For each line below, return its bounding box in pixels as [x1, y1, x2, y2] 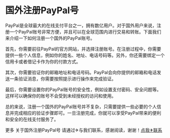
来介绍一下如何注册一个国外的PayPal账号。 [5, 35, 95, 41]
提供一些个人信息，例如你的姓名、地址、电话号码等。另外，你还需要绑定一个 [5, 52, 165, 58]
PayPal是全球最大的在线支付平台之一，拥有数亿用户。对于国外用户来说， [5, 22, 157, 28]
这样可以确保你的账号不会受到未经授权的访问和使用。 [5, 92, 116, 99]
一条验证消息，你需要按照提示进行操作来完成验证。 [9, 76, 116, 82]
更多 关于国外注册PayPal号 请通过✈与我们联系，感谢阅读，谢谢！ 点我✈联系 [5, 127, 163, 133]
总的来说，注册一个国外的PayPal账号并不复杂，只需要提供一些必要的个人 [5, 103, 157, 110]
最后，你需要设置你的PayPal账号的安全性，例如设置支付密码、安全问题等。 [5, 86, 161, 92]
